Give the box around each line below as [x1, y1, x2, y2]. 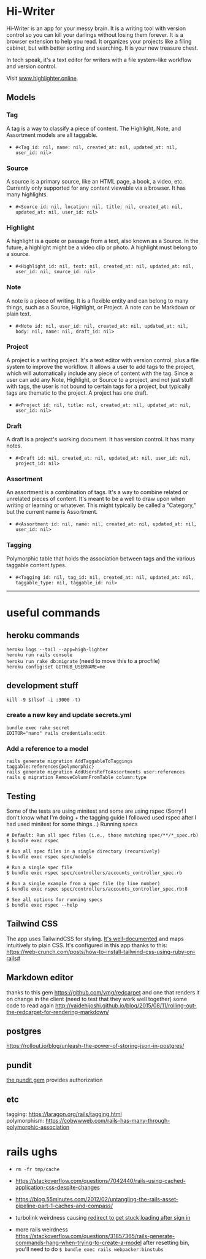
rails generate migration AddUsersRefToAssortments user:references [6, 769, 185, 775]
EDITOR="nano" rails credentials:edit [6, 730, 105, 736]
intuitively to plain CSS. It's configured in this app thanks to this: [6, 941, 167, 949]
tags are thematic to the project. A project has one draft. [6, 389, 148, 397]
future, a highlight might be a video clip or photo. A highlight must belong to [6, 244, 197, 251]
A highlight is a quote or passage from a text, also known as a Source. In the [6, 238, 199, 245]
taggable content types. [6, 561, 67, 568]
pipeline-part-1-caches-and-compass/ [15, 1202, 113, 1209]
